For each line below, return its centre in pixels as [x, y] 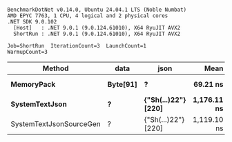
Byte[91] [123, 84]
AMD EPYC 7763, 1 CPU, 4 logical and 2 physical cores [88, 16]
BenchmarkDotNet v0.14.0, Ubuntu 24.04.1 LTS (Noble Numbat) [97, 10]
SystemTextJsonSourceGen [56, 124]
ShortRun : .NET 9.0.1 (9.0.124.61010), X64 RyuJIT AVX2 [97, 34]
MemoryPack [33, 84]
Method [56, 68]
